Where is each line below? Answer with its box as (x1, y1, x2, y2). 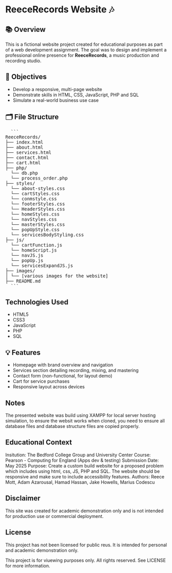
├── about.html (5, 144, 44, 150)
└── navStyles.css (10, 216, 58, 222)
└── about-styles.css (10, 185, 65, 191)
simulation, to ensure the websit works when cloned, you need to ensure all (5, 418, 165, 424)
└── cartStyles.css (10, 190, 60, 196)
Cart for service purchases (12, 378, 70, 384)
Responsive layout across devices (12, 384, 85, 390)
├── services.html (5, 149, 52, 155)
